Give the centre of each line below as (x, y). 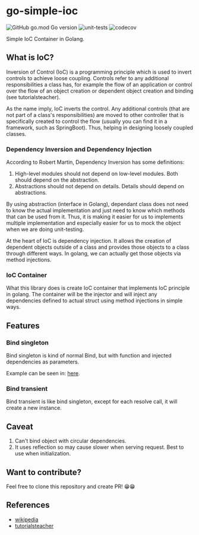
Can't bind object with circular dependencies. (70, 441)
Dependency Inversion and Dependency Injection (79, 149)
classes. (16, 134)
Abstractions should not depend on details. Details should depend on (99, 186)
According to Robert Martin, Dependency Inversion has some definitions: (95, 162)
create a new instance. (34, 408)
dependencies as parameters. (43, 362)
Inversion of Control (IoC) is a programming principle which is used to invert (99, 72)
